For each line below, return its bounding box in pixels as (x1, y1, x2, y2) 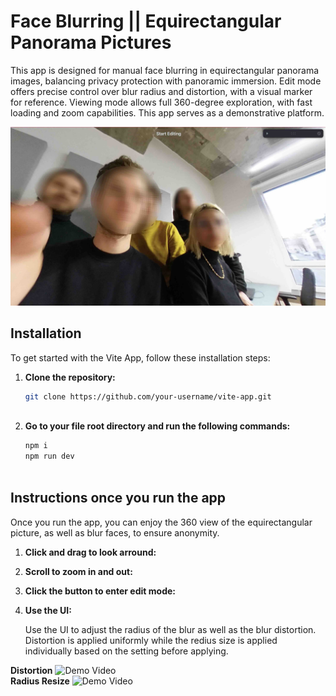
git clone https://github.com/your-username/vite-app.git (24, 391, 272, 402)
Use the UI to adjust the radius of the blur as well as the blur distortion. (24, 623, 317, 635)
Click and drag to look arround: (24, 546, 157, 558)
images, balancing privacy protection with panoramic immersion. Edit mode (10, 75, 322, 87)
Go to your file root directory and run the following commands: (24, 420, 291, 432)
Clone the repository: (24, 371, 116, 383)
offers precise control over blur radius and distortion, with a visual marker (10, 85, 313, 97)
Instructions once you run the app (10, 490, 227, 507)
